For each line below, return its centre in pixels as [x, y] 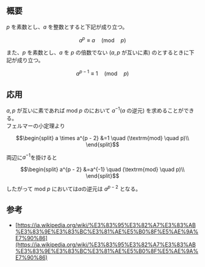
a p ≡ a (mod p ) [103, 40]
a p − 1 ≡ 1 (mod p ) [103, 73]
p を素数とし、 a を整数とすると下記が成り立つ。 [67, 27]
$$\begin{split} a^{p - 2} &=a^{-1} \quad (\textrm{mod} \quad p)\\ [103, 169]
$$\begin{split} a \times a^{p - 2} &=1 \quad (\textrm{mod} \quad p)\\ [103, 138]
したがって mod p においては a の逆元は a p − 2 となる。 [74, 188]
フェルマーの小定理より [36, 126]
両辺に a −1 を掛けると [32, 156]
